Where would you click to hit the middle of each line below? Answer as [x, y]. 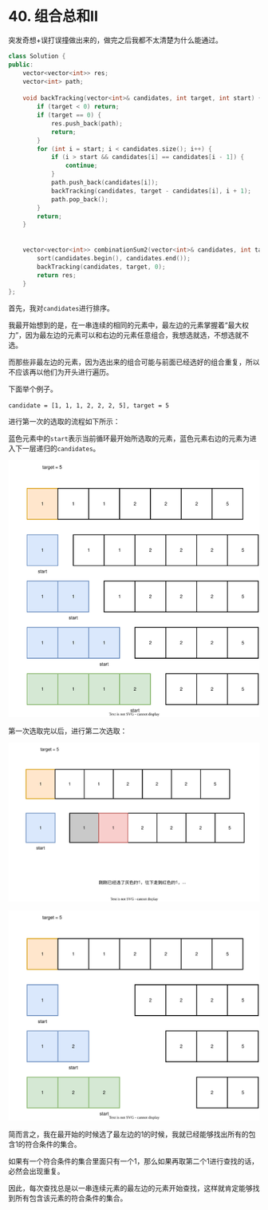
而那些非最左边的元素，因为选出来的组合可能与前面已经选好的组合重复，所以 [134, 362]
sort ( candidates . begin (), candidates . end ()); [114, 258]
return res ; [57, 275]
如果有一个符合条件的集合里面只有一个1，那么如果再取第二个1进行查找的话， [134, 1161]
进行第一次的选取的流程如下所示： [64, 422]
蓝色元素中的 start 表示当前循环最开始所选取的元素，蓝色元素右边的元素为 [129, 438]
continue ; [81, 166]
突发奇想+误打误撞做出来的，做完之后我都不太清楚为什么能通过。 [116, 40]
